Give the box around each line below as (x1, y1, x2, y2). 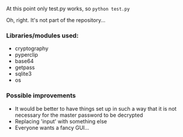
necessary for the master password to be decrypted (14, 111, 143, 119)
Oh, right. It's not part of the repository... (6, 17, 106, 23)
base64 (14, 58, 34, 65)
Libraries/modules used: (6, 31, 79, 39)
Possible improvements (6, 92, 76, 100)
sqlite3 (14, 70, 32, 77)
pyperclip (14, 51, 39, 58)
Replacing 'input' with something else (14, 117, 107, 124)
